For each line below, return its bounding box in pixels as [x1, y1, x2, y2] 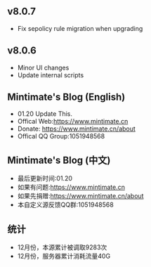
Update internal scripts [17, 70, 84, 79]
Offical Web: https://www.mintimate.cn [17, 117, 129, 126]
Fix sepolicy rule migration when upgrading [17, 24, 143, 32]
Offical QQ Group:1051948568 [17, 132, 105, 141]
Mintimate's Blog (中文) [7, 154, 111, 166]
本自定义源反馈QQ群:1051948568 [17, 200, 114, 209]
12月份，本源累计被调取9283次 [17, 243, 107, 252]
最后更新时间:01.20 [17, 174, 72, 183]
